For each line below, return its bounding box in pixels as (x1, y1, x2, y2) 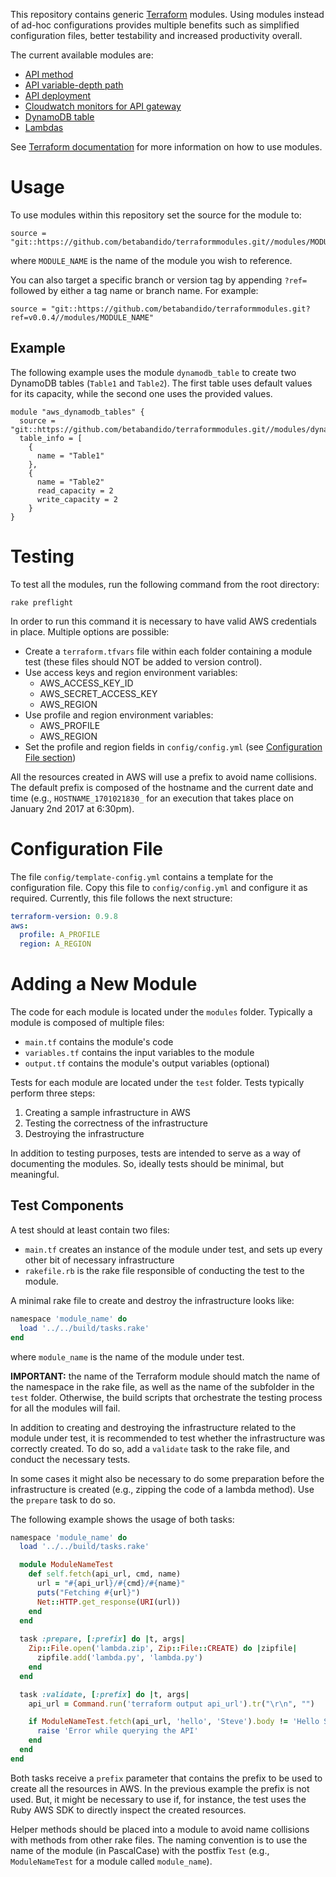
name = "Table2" (36, 477, 105, 487)
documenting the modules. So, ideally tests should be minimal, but (10, 1158, 285, 1170)
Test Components (10, 1197, 124, 1214)
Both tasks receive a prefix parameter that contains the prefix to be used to (10, 1772, 323, 1784)
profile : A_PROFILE (19, 930, 101, 940)
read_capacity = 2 (36, 485, 114, 496)
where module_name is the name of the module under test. (10, 1350, 245, 1363)
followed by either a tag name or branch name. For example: (10, 284, 259, 296)
